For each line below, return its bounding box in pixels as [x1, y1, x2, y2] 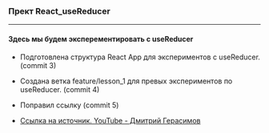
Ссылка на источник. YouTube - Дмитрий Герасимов [19, 115, 201, 125]
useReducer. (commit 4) [19, 84, 100, 94]
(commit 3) [19, 60, 57, 70]
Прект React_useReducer [8, 6, 110, 17]
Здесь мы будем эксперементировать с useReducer [8, 34, 194, 43]
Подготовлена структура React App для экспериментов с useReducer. [19, 52, 260, 62]
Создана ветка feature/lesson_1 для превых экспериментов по [19, 76, 233, 86]
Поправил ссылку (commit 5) [19, 100, 119, 110]
